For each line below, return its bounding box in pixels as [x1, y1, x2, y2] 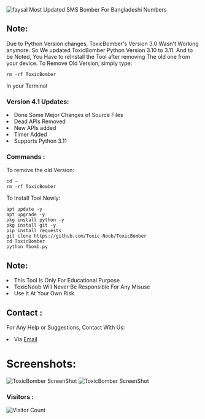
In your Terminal [6, 82, 48, 89]
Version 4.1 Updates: [6, 97, 69, 106]
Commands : [6, 153, 45, 161]
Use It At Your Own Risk [14, 290, 75, 297]
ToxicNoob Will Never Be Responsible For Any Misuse [14, 283, 150, 290]
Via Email [14, 336, 38, 343]
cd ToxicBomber [6, 238, 45, 244]
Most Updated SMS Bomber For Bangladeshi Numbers [29, 6, 167, 13]
